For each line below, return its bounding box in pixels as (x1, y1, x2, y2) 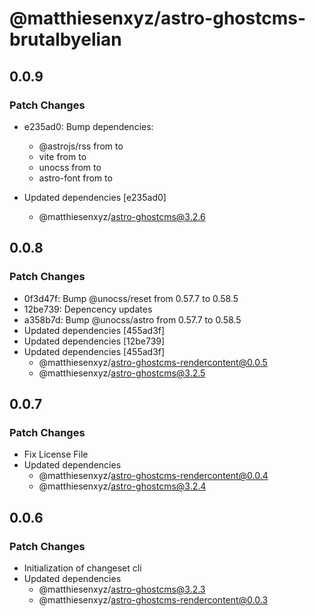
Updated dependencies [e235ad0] (23, 191, 167, 203)
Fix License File (23, 448, 89, 461)
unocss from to (38, 161, 102, 173)
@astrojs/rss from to (38, 140, 124, 152)
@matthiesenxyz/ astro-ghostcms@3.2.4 (38, 480, 207, 492)
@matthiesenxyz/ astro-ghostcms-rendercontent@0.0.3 (38, 593, 269, 606)
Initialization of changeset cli (23, 562, 142, 574)
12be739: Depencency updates (23, 303, 153, 315)
